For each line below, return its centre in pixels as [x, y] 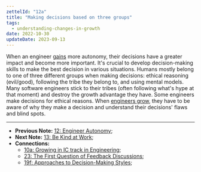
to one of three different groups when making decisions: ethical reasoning [98, 76]
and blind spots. [26, 113]
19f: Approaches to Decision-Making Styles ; [78, 162]
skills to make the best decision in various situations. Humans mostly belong [100, 69]
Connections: [32, 143]
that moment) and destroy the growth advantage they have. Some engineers [100, 94]
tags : [13, 23]
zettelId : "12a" [26, 12]
